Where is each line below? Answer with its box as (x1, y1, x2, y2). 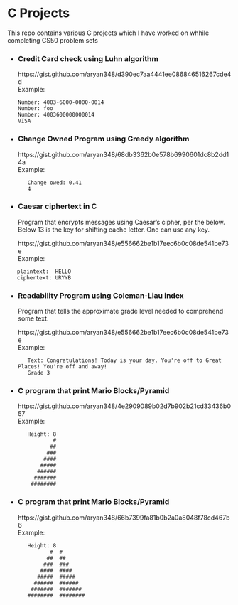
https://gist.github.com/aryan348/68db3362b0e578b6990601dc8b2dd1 (17, 150, 229, 159)
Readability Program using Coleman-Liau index (17, 290, 185, 300)
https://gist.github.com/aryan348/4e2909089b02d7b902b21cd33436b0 (17, 402, 232, 410)
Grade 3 (27, 370, 50, 377)
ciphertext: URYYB (16, 274, 72, 282)
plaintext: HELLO (16, 268, 72, 275)
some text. (17, 314, 49, 323)
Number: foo (17, 105, 53, 112)
